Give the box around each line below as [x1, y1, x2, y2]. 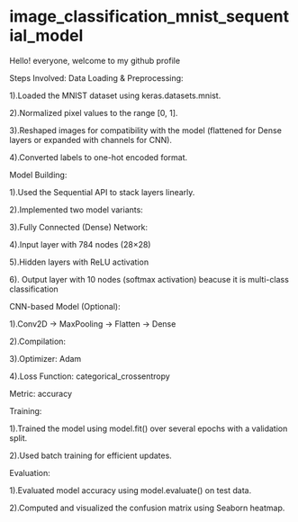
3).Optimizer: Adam [9, 353, 82, 364]
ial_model [9, 25, 84, 46]
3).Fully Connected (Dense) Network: [9, 221, 149, 232]
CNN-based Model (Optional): [9, 301, 121, 311]
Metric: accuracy [9, 388, 73, 399]
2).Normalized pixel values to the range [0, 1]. [9, 107, 178, 118]
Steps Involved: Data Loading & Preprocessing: [9, 72, 184, 83]
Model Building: [9, 169, 68, 180]
